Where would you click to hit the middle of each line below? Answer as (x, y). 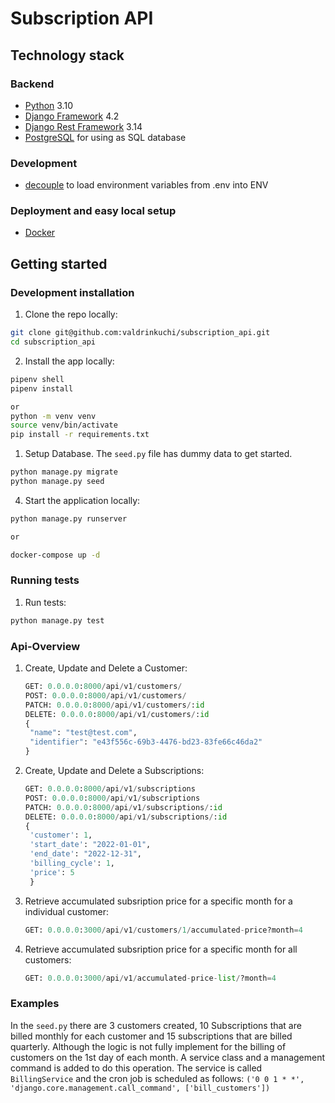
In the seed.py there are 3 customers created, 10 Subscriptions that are (156, 1025)
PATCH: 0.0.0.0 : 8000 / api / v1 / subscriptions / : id (123, 807)
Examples (35, 1004)
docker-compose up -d (55, 555)
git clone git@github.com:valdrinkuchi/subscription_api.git (140, 333)
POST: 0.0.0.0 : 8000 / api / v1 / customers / (105, 695)
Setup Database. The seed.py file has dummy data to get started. (158, 454)
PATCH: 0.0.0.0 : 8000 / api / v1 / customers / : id (114, 705)
